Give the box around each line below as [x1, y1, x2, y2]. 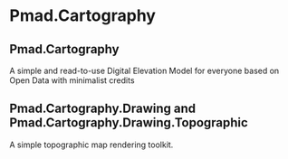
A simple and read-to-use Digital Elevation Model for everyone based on [9, 65, 280, 76]
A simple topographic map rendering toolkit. [9, 139, 174, 150]
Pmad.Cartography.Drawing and [9, 101, 197, 117]
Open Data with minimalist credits [9, 75, 135, 86]
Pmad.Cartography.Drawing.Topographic [9, 115, 249, 131]
